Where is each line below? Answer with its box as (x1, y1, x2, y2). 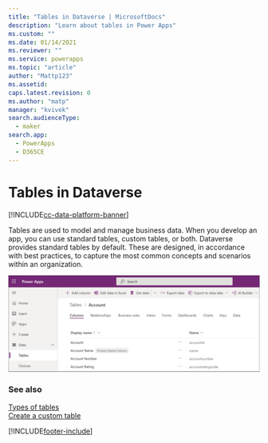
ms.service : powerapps (8, 55, 84, 63)
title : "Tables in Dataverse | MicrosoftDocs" (8, 13, 166, 21)
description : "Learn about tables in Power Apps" (8, 21, 177, 30)
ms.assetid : (8, 80, 48, 88)
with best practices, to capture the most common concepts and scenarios (8, 250, 251, 260)
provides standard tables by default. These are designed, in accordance (8, 242, 246, 252)
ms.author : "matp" (8, 97, 69, 106)
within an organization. (8, 259, 84, 269)
